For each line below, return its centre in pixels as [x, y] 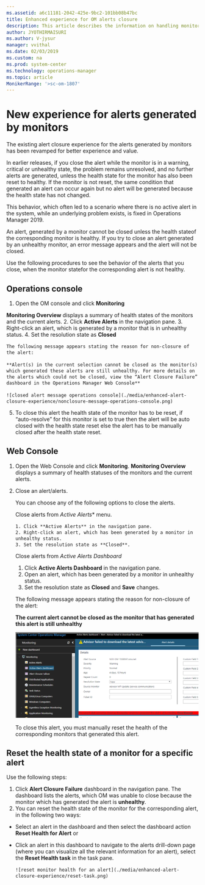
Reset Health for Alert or [47, 833]
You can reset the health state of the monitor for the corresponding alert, [106, 809]
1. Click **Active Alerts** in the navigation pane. [84, 526]
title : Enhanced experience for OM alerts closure [72, 19]
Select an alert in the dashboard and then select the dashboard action [103, 827]
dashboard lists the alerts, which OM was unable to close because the [103, 795]
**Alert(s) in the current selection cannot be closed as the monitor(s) [102, 365]
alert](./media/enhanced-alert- [138, 870]
